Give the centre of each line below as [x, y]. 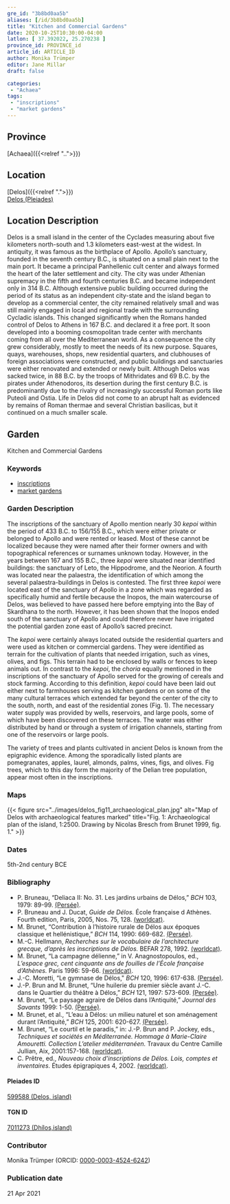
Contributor [27, 1145]
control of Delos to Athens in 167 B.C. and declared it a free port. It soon [109, 325]
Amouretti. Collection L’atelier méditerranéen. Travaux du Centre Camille [120, 1044]
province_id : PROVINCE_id [44, 45]
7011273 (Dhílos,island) [39, 1128]
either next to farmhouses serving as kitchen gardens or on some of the [109, 690]
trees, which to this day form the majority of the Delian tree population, [107, 770]
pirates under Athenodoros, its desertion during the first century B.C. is [107, 383]
